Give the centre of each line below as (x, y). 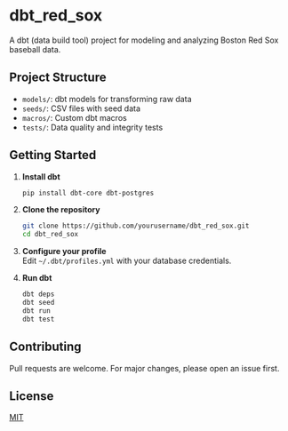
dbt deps (38, 294)
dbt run (36, 311)
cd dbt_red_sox (50, 235)
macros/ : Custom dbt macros (74, 117)
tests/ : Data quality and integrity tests (92, 127)
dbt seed (38, 303)
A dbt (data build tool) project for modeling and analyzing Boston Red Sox (144, 40)
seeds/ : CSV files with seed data (81, 108)
